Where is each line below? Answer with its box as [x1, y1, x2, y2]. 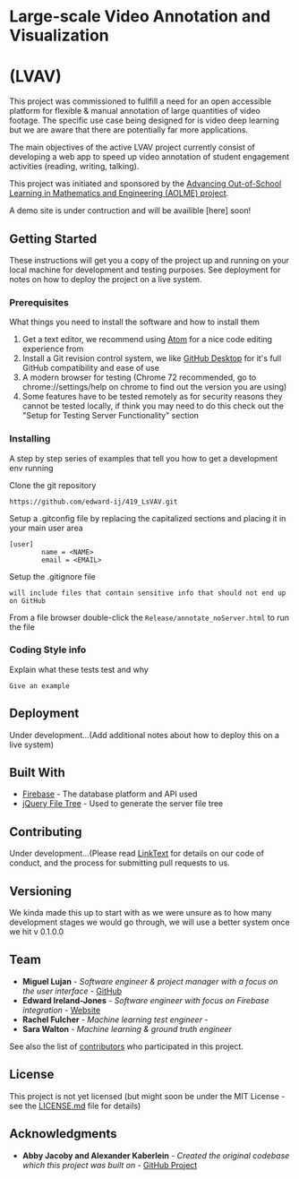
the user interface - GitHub [21, 985, 123, 996]
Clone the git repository [9, 479, 97, 490]
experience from [21, 343, 84, 355]
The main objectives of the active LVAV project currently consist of [9, 142, 255, 153]
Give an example [9, 681, 70, 691]
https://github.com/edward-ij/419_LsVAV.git [9, 497, 178, 506]
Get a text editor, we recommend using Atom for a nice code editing [21, 334, 273, 345]
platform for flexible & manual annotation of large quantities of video [9, 106, 261, 116]
